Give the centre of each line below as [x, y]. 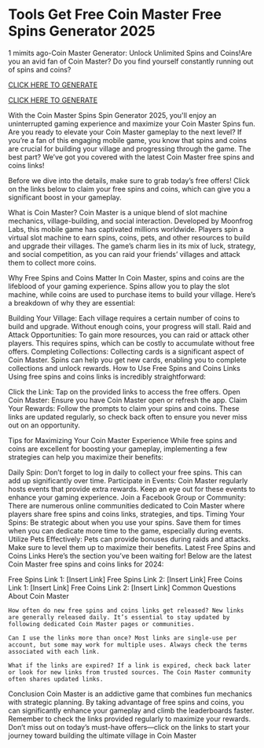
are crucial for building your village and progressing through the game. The [130, 148]
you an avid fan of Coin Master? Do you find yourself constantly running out [131, 61]
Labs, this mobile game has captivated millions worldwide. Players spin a [126, 229]
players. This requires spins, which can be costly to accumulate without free [132, 343]
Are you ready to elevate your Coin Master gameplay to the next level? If [125, 132]
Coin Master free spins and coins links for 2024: [86, 564]
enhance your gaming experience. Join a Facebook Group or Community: [127, 497]
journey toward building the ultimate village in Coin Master [103, 735]
